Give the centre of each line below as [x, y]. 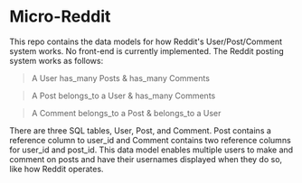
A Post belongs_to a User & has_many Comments [123, 96]
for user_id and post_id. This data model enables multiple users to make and [151, 150]
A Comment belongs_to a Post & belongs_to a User [126, 113]
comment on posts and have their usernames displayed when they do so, [146, 159]
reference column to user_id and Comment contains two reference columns [150, 140]
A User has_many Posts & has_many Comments [121, 78]
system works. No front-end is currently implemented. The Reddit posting [147, 50]
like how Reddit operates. [57, 169]
